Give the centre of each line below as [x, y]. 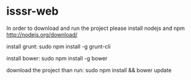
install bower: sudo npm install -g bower [57, 58]
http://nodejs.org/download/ [42, 34]
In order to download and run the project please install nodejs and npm [96, 28]
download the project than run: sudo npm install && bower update [89, 70]
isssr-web [32, 11]
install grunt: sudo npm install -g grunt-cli [59, 46]
